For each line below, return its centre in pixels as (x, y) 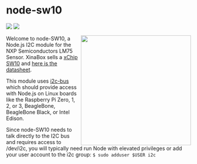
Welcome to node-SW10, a (38, 38)
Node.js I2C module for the (39, 45)
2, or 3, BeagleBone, (31, 105)
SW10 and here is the (32, 63)
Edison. (15, 118)
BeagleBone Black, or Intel (38, 112)
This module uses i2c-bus (38, 81)
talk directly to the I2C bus (38, 136)
